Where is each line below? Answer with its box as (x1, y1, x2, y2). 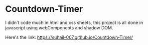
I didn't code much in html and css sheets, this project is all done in (5, 20, 144, 25)
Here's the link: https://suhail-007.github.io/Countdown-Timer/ (5, 34, 133, 40)
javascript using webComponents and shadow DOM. (5, 24, 113, 30)
